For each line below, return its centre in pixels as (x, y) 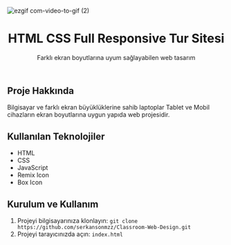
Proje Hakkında (41, 91)
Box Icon (30, 182)
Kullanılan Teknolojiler (56, 136)
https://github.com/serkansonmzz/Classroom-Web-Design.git (104, 227)
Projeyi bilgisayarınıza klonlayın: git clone (77, 220)
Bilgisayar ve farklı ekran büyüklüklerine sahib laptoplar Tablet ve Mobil (108, 108)
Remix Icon (33, 175)
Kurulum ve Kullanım (53, 204)
